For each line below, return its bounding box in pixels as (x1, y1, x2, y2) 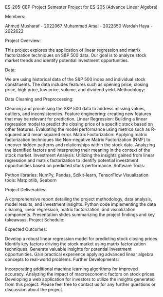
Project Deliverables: (5, 187, 47, 192)
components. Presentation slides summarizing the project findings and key (5, 212, 155, 218)
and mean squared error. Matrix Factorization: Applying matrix (22, 132, 147, 137)
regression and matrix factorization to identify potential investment (5, 158, 139, 163)
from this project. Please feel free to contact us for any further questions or (5, 281, 156, 287)
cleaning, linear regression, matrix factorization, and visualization (5, 207, 136, 212)
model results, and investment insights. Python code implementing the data (5, 201, 156, 207)
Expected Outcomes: (5, 226, 47, 232)
